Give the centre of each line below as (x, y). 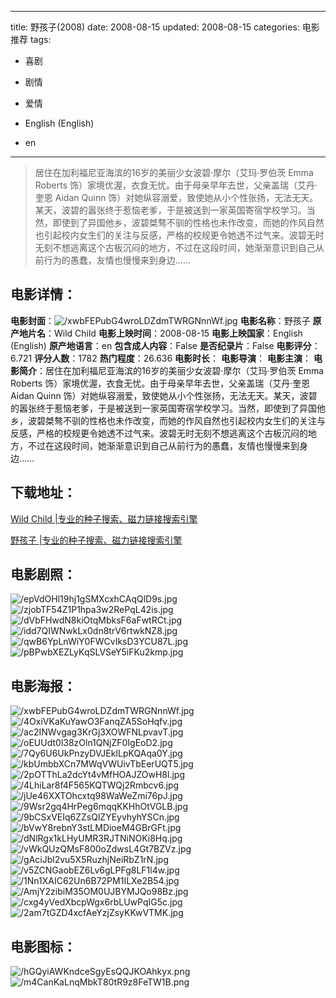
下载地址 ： (43, 492)
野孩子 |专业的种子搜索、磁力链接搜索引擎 (96, 540)
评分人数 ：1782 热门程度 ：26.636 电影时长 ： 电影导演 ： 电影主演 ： (173, 358)
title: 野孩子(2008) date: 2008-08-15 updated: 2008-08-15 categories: (155, 27)
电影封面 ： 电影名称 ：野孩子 (160, 320)
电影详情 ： (43, 294)
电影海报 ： (43, 686)
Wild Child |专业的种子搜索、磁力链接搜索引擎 (104, 518)
